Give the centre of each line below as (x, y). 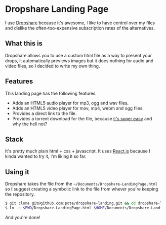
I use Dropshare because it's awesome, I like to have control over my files (80, 23)
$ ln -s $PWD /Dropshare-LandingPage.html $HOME (55, 208)
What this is (24, 44)
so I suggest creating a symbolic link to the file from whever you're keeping (82, 189)
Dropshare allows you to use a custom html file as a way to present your (79, 55)
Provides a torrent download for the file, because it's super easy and (82, 118)
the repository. (20, 194)
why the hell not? (30, 124)
